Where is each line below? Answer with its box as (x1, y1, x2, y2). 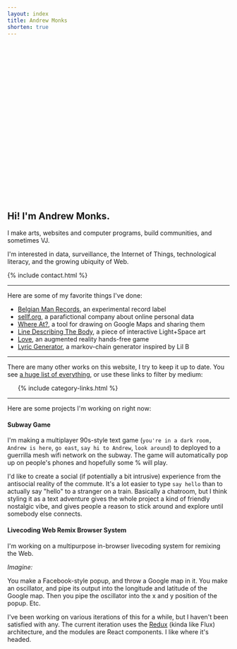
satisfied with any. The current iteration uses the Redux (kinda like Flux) (7, 620, 215, 629)
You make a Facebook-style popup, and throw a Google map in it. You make (7, 576, 228, 585)
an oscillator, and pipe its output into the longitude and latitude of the (7, 583, 208, 593)
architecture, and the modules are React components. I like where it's (7, 627, 209, 636)
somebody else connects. (7, 509, 83, 518)
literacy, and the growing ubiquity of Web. (7, 257, 129, 266)
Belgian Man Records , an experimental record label (17, 305, 166, 314)
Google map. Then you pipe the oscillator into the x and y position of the (7, 591, 217, 600)
